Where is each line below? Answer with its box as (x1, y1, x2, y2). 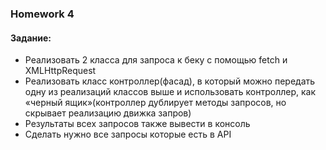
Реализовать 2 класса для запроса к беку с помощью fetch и (24, 54, 288, 66)
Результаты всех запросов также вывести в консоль (24, 118, 251, 130)
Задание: (10, 32, 52, 44)
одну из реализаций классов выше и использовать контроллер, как (24, 86, 317, 98)
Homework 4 (10, 7, 75, 21)
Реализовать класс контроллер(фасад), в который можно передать (24, 75, 316, 87)
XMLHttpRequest (24, 65, 97, 77)
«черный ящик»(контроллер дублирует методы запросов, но (24, 97, 287, 109)
